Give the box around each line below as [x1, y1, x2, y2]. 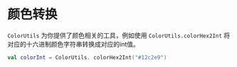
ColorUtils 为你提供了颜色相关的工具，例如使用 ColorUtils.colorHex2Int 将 [7, 31, 231, 39]
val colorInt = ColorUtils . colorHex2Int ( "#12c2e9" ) [7, 54, 167, 61]
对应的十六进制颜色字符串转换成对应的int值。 [7, 39, 140, 48]
